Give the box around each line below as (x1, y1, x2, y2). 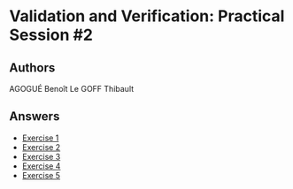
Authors (9, 60, 56, 75)
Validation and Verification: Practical (9, 6, 285, 26)
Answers (9, 109, 60, 125)
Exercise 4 (21, 161, 61, 171)
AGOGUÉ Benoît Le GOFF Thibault (9, 84, 135, 94)
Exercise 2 (21, 141, 61, 152)
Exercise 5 (21, 170, 60, 180)
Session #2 (9, 25, 94, 45)
